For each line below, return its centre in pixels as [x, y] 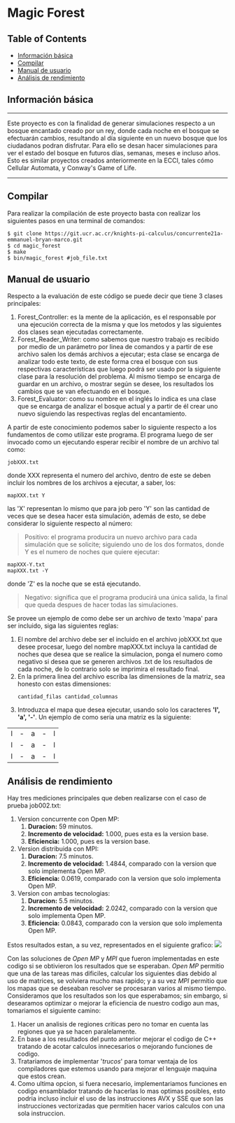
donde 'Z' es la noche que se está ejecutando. [74, 584]
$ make [17, 252]
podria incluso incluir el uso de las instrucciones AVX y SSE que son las [120, 1099]
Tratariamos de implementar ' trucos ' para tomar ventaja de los [107, 1061]
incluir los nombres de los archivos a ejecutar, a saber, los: [92, 483]
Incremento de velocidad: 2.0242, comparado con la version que [123, 908]
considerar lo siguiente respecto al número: [70, 523]
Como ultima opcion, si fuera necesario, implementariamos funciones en [122, 1084]
